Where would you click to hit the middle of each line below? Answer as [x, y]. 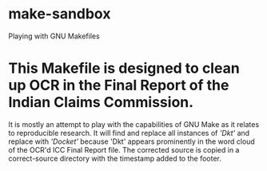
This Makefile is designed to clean [124, 68]
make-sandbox [60, 14]
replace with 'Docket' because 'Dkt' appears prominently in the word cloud [132, 141]
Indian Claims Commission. [101, 103]
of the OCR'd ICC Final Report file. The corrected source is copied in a [124, 149]
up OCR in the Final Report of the [119, 85]
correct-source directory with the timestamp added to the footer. [115, 158]
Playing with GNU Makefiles [54, 36]
